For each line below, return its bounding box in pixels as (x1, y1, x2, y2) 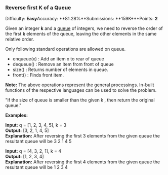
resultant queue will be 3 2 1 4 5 (5, 138, 72, 145)
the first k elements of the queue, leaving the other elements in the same (5, 31, 157, 37)
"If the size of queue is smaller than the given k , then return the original (5, 97, 155, 103)
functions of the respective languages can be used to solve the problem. (5, 87, 157, 93)
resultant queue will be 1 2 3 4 (5, 164, 68, 170)
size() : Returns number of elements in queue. (12, 66, 108, 73)
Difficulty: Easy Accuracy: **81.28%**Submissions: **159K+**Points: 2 (5, 16, 158, 22)
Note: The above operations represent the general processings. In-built (5, 82, 154, 88)
